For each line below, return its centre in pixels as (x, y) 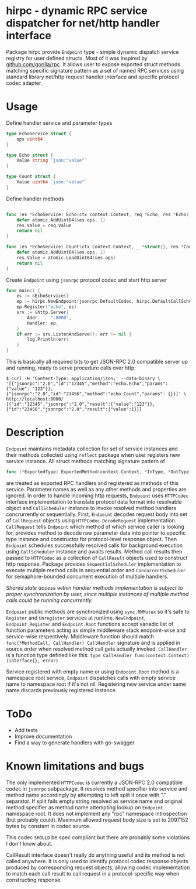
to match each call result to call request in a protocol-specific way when (93, 873)
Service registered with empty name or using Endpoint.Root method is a (92, 671)
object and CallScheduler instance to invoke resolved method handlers (91, 508)
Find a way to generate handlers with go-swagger (75, 743)
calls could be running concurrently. (50, 600)
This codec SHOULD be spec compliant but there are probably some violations (98, 837)
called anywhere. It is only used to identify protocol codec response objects (97, 861)
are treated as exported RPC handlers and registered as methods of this (92, 483)
